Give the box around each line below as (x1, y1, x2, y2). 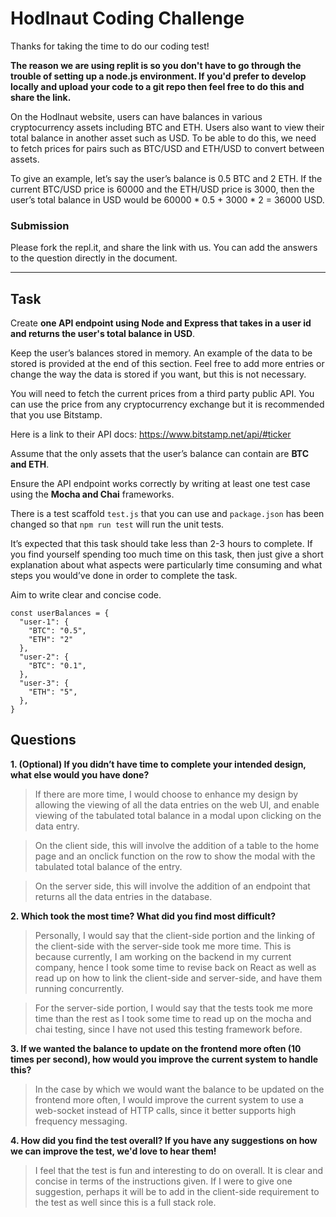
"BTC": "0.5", (28, 626, 87, 636)
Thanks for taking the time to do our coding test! (10, 40, 210, 52)
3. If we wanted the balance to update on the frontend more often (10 (10, 1042, 302, 1054)
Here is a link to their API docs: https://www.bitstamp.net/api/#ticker (10, 428, 292, 441)
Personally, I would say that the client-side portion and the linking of (34, 929, 316, 941)
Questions (10, 732, 77, 749)
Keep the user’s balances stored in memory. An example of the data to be (10, 347, 313, 359)
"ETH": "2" (28, 635, 74, 645)
